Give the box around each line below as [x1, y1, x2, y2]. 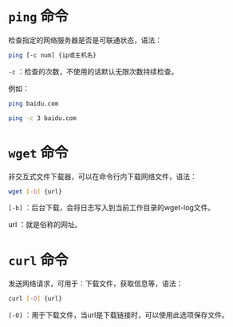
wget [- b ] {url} [8, 187, 62, 196]
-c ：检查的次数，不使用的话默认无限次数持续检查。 [8, 66, 179, 76]
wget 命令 [8, 143, 69, 162]
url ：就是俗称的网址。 [8, 220, 82, 229]
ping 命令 [8, 7, 69, 26]
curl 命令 [8, 251, 69, 269]
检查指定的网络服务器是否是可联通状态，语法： [8, 35, 162, 45]
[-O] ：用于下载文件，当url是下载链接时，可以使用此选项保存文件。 [8, 310, 229, 320]
